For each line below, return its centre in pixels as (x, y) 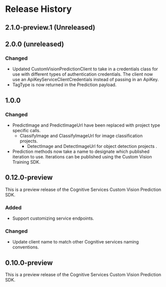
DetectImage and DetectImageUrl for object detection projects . (92, 146)
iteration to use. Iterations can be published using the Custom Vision (82, 156)
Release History (38, 9)
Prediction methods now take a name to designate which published (81, 151)
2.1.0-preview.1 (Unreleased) (50, 27)
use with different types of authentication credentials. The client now (83, 74)
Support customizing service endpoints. (53, 218)
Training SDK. (26, 162)
